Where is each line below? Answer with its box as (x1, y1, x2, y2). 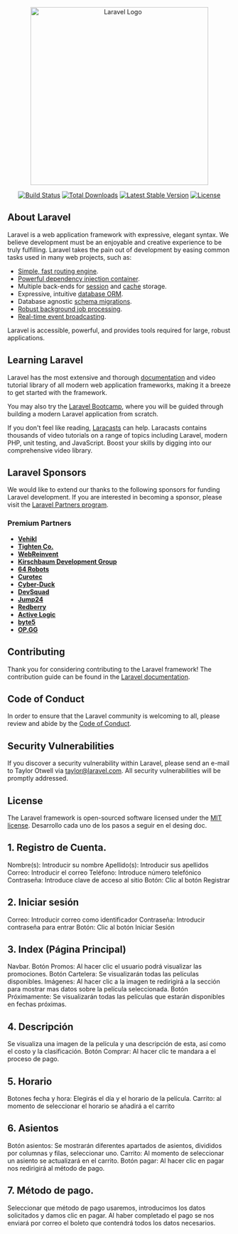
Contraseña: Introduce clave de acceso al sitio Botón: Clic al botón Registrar (7, 875, 230, 884)
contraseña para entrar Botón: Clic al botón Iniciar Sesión (7, 922, 175, 932)
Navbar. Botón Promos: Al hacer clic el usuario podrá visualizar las (7, 962, 202, 971)
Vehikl (17, 534, 38, 543)
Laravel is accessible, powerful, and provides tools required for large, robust (7, 326, 231, 334)
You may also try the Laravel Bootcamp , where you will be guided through (7, 402, 224, 411)
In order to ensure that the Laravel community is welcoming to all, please (7, 712, 220, 720)
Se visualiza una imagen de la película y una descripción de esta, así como (7, 1040, 226, 1048)
